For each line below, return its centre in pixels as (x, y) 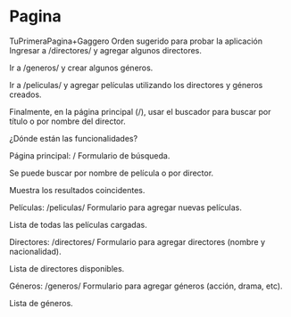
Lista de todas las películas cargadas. (78, 224)
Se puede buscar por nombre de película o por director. (112, 173)
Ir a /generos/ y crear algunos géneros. (81, 68)
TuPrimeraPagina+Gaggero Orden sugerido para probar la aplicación (136, 41)
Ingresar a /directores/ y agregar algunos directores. (106, 50)
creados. (25, 94)
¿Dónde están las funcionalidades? (74, 138)
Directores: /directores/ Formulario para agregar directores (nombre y (137, 241)
